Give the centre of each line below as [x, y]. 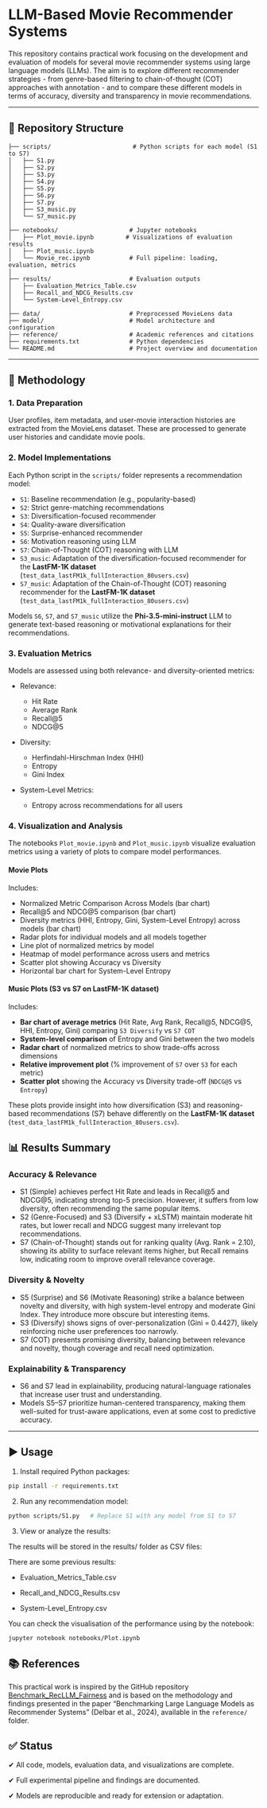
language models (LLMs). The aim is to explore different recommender [124, 70]
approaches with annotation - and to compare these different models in [125, 87]
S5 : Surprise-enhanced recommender [81, 533]
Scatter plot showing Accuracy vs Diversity [90, 962]
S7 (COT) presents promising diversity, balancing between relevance [132, 1339]
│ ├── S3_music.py [43, 209]
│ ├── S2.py [32, 167]
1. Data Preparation [46, 403]
